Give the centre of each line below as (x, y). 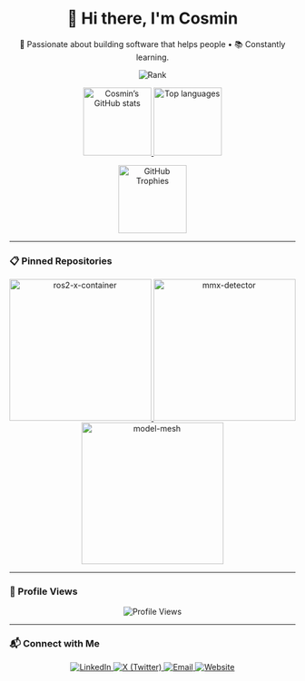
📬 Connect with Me (54, 644)
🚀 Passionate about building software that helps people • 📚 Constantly (152, 44)
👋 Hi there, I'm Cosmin (152, 19)
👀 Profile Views (44, 591)
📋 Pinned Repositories (61, 260)
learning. (152, 57)
